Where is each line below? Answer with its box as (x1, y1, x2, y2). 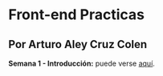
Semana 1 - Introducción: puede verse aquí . (8, 58, 155, 68)
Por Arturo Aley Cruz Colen (8, 38, 148, 51)
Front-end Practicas (8, 6, 145, 24)
